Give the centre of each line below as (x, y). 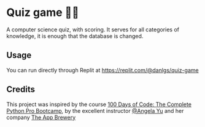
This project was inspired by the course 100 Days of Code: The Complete (99, 104)
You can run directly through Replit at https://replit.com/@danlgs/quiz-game (102, 70)
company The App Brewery (41, 117)
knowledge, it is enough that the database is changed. (75, 36)
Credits (21, 89)
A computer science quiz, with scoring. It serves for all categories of (93, 29)
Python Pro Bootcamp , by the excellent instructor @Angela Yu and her (95, 110)
